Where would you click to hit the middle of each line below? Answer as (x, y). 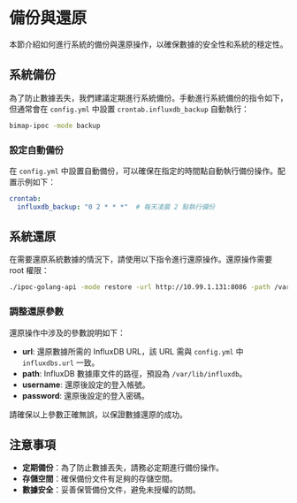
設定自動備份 (37, 149)
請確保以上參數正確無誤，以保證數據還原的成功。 (98, 414)
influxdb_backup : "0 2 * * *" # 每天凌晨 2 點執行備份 (116, 207)
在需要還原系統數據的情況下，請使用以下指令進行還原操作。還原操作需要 (141, 259)
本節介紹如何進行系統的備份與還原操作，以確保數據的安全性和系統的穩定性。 (148, 44)
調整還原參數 (37, 312)
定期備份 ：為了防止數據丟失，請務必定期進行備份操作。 (122, 468)
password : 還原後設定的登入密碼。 (86, 395)
